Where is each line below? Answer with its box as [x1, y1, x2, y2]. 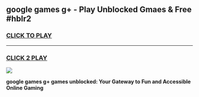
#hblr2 [6, 14, 31, 24]
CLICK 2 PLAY [6, 53, 47, 62]
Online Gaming [6, 84, 44, 91]
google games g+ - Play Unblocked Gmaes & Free [6, 5, 192, 15]
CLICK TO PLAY [6, 32, 52, 40]
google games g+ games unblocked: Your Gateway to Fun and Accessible [6, 78, 191, 85]
